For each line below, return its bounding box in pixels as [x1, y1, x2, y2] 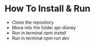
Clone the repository [11, 19, 54, 25]
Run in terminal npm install [11, 30, 66, 36]
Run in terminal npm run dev [11, 35, 70, 41]
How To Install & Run [4, 3, 91, 14]
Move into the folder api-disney [11, 24, 76, 30]
